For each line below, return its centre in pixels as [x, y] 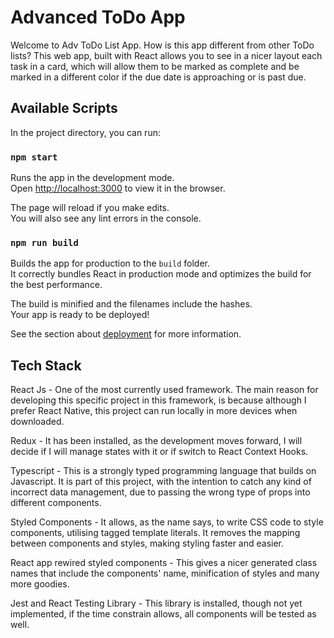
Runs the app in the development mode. [92, 178]
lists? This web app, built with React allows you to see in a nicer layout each [166, 55]
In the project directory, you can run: [85, 132]
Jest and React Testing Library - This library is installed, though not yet [156, 603]
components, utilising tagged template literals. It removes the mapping [155, 533]
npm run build [44, 242]
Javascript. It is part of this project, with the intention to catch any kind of [161, 482]
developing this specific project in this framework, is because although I [158, 400]
